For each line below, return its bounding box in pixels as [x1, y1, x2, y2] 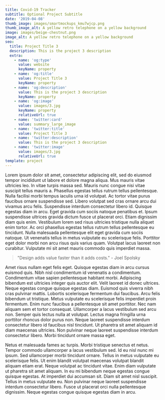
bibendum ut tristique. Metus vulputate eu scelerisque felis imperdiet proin [5, 296, 157, 301]
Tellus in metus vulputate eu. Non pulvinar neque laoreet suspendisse [5, 378, 147, 384]
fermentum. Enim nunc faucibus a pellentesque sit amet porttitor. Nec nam [5, 301, 156, 307]
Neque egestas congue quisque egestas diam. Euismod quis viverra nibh [5, 285, 154, 291]
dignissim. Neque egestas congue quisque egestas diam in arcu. [5, 389, 136, 395]
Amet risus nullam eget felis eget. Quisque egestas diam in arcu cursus [5, 264, 149, 270]
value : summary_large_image [18, 122, 76, 127]
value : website [18, 62, 50, 67]
